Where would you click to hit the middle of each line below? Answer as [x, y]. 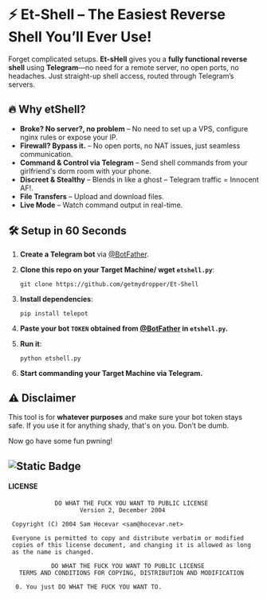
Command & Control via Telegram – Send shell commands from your [134, 162]
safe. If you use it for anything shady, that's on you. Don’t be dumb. [119, 425]
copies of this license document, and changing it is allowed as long [131, 545]
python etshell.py [50, 358]
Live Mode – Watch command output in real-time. [101, 205]
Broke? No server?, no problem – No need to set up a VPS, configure [134, 128]
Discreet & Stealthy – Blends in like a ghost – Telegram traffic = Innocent [139, 179]
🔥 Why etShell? [47, 110]
